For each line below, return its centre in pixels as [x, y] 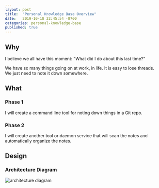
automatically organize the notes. [38, 141]
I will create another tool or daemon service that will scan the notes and [76, 135]
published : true [21, 28]
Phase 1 [14, 102]
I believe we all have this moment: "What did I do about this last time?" [75, 58]
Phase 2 [15, 125]
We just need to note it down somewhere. [47, 73]
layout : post [18, 9]
